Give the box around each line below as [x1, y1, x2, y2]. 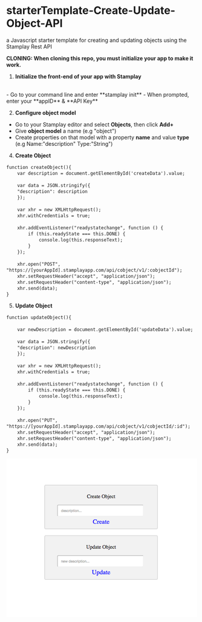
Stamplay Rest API [6, 43, 53, 50]
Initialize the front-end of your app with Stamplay [15, 73, 142, 80]
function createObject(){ [6, 164, 71, 170]
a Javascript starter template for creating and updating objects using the [6, 36, 187, 44]
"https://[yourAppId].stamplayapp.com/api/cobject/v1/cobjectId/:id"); [6, 423, 191, 430]
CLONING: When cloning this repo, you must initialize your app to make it [6, 54, 194, 62]
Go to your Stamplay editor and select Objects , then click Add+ [15, 120, 174, 128]
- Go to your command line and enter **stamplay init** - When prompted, [6, 91, 189, 98]
